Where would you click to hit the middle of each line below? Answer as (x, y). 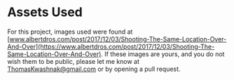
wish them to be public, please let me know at (74, 61)
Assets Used (45, 12)
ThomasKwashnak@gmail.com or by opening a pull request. (94, 69)
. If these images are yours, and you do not (163, 54)
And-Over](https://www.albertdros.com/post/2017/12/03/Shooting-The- (111, 46)
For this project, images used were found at (70, 32)
